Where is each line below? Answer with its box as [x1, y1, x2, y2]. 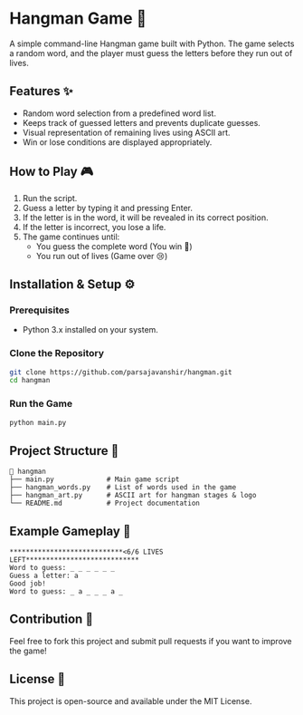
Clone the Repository [9, 347, 105, 360]
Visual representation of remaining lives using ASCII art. [22, 127, 231, 138]
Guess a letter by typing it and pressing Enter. [22, 202, 193, 213]
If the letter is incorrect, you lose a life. [22, 221, 166, 232]
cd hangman [9, 376, 51, 385]
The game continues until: [22, 231, 120, 242]
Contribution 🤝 [9, 612, 93, 627]
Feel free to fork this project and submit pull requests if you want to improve [9, 635, 292, 646]
